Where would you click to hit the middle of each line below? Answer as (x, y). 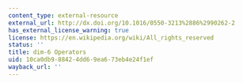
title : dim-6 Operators (47, 52)
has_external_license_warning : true (68, 30)
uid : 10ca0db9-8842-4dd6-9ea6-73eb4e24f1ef (81, 60)
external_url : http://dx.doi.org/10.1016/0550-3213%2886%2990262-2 (122, 23)
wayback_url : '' (35, 67)
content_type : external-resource (63, 15)
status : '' (26, 45)
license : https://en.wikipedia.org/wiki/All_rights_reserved (111, 38)
